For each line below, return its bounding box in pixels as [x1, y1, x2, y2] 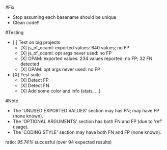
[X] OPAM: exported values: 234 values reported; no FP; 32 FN [20, 55, 153, 62]
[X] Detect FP [20, 77, 49, 83]
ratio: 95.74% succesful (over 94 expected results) [5, 139, 112, 145]
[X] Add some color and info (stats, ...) [20, 88, 101, 94]
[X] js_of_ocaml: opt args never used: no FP [20, 50, 112, 56]
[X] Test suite [12, 72, 41, 78]
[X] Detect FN [20, 82, 49, 88]
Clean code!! [12, 20, 40, 25]
